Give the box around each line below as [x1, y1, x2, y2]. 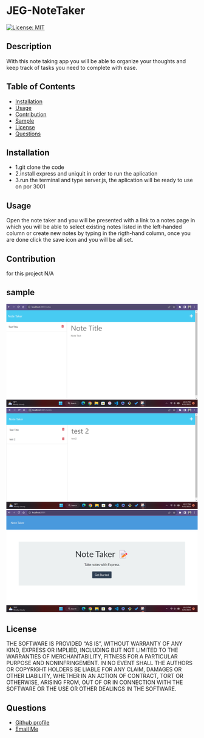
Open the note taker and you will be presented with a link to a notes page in [6, 217, 195, 224]
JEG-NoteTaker [6, 4, 86, 18]
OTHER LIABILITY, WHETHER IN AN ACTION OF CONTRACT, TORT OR [6, 672, 183, 680]
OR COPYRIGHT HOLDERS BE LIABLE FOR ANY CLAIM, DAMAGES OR [6, 666, 182, 673]
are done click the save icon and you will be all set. [6, 236, 134, 244]
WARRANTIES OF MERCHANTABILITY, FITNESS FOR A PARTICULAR [6, 653, 178, 660]
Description [6, 41, 52, 52]
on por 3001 [15, 183, 46, 190]
